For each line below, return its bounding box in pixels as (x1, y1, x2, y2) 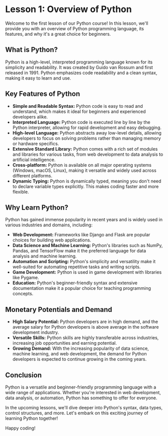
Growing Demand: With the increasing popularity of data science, (12, 345, 149, 351)
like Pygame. (12, 275, 39, 281)
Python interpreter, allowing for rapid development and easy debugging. (12, 124, 162, 131)
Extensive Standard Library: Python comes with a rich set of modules (12, 146, 158, 152)
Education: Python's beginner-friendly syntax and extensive (12, 280, 138, 286)
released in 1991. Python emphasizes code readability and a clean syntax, (5, 70, 157, 76)
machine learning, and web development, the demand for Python (12, 351, 147, 357)
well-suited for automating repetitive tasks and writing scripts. (12, 264, 141, 270)
